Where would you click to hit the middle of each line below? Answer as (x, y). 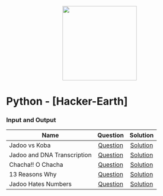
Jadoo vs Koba (30, 145)
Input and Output (31, 120)
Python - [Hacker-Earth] (67, 102)
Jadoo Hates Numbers (41, 184)
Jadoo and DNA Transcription (50, 155)
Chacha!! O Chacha (36, 165)
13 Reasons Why (33, 175)
